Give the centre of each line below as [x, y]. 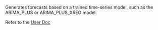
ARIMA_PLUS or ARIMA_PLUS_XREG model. [51, 12]
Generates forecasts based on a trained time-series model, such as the [79, 7]
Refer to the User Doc [28, 22]
